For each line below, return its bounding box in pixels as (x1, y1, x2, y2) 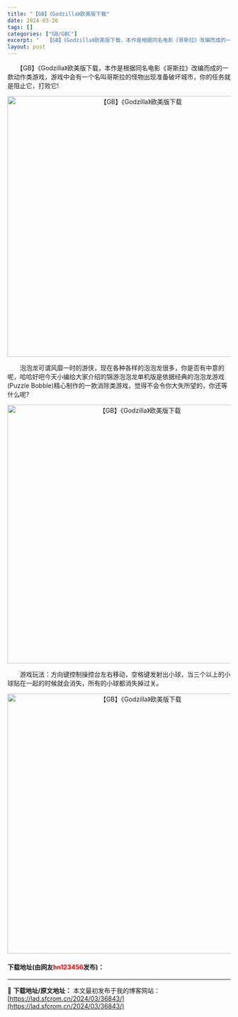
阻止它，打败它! (13, 82, 59, 89)
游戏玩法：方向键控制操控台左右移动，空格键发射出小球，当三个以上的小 (19, 670, 231, 678)
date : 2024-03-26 (7, 17, 59, 24)
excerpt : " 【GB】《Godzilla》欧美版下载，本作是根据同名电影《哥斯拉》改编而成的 (7, 37, 227, 44)
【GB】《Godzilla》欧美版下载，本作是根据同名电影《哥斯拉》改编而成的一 (19, 64, 229, 72)
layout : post (7, 43, 46, 50)
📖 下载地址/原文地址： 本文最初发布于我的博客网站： (7, 986, 161, 995)
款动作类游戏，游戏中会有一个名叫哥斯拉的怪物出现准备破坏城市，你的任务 (7, 72, 225, 81)
